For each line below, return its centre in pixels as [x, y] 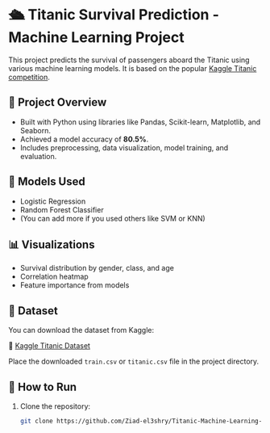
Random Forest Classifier [62, 209]
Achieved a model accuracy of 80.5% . [84, 139]
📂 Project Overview [58, 102]
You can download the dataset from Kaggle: [81, 330]
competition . [29, 77]
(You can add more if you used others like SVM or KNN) [112, 218]
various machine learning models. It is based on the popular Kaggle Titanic [133, 68]
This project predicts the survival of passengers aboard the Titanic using [129, 60]
